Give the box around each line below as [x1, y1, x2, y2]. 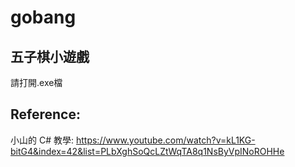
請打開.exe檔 [10, 77, 63, 88]
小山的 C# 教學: [10, 134, 75, 146]
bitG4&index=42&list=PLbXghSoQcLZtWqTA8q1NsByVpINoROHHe [10, 145, 285, 157]
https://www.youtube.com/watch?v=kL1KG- [75, 134, 256, 146]
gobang [10, 6, 77, 29]
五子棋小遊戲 [10, 48, 90, 65]
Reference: [10, 106, 81, 123]
